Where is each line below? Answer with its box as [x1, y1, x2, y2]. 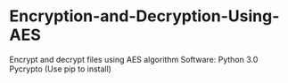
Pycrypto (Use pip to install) [9, 64, 111, 74]
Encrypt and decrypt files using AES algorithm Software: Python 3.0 [9, 54, 259, 64]
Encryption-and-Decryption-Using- [9, 6, 280, 26]
